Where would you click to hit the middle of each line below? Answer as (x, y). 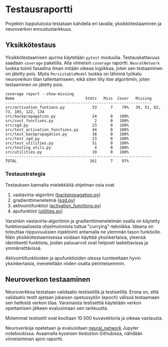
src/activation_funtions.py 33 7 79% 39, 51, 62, (83, 107)
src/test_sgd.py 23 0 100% (67, 138)
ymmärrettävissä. (23, 248)
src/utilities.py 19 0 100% (67, 152)
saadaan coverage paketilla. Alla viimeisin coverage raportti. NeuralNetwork (82, 63)
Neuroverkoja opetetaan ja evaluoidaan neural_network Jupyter (72, 328)
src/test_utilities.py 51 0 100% (67, 143)
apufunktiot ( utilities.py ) (38, 211)
